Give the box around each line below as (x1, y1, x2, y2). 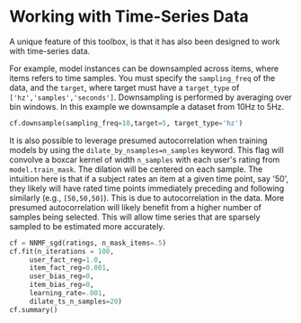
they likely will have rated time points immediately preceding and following (9, 183, 285, 193)
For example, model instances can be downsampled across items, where (9, 63, 279, 74)
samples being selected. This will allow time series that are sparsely (9, 211, 261, 222)
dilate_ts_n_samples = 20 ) (29, 297, 123, 306)
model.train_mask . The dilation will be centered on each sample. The (9, 164, 263, 175)
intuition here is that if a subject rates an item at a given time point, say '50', (9, 173, 289, 184)
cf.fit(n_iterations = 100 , (9, 247, 115, 256)
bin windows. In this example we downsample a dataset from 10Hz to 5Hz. (9, 101, 285, 112)
